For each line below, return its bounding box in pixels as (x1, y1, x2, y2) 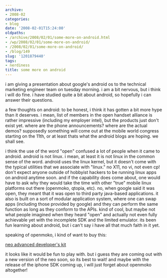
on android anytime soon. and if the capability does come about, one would (5, 175, 161, 180)
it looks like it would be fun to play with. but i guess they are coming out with (5, 251, 162, 257)
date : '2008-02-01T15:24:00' (5, 26, 66, 31)
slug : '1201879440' (5, 53, 46, 59)
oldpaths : (5, 30, 26, 35)
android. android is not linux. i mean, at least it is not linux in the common (5, 153, 155, 159)
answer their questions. (5, 97, 54, 103)
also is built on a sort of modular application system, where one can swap (5, 196, 157, 202)
